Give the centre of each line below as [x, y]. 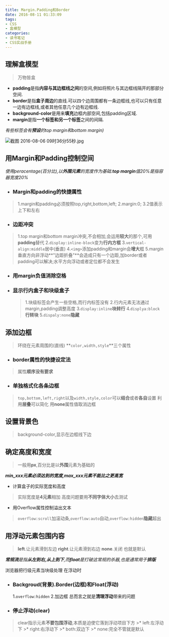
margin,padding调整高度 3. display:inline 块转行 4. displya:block [92, 309]
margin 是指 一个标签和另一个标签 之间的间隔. [58, 119]
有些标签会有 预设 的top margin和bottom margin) [55, 130]
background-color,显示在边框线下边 [54, 434]
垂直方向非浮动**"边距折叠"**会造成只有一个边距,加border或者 [82, 255]
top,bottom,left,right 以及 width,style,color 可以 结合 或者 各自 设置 [87, 397]
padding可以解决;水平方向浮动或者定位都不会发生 [68, 261]
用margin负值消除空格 [39, 276]
